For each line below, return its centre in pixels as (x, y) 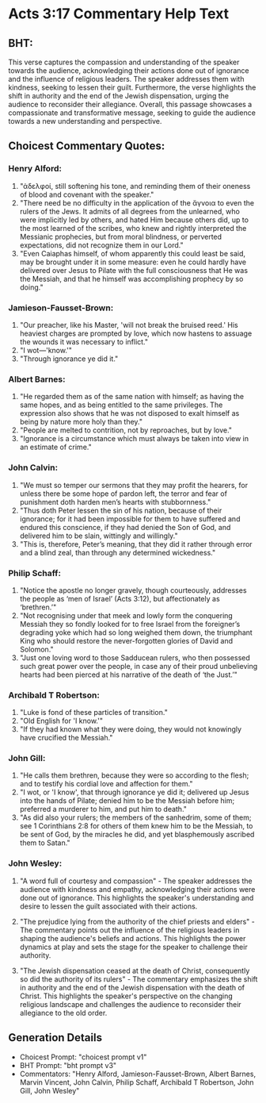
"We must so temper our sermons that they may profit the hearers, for (133, 485)
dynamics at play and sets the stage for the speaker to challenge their (133, 947)
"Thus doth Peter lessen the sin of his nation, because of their (121, 510)
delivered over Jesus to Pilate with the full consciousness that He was (133, 270)
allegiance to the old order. (63, 1013)
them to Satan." (45, 843)
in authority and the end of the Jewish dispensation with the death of (132, 987)
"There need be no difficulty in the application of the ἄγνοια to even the (137, 202)
